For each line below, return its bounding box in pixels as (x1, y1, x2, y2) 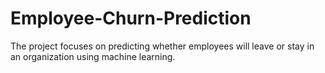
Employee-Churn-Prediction (10, 7, 252, 30)
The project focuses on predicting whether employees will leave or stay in (10, 40, 315, 52)
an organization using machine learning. (10, 50, 176, 62)
